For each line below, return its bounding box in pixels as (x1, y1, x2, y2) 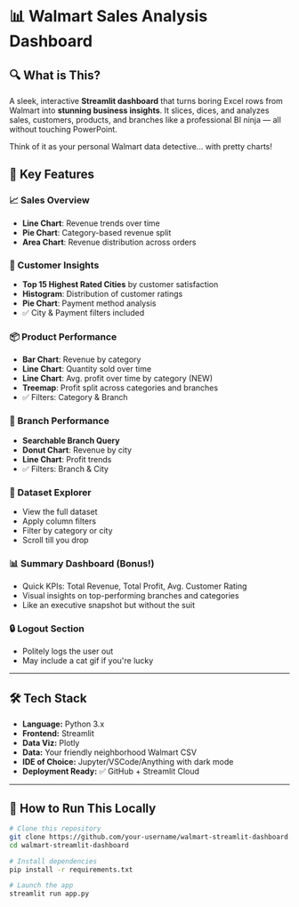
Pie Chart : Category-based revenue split (21, 227, 172, 237)
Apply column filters (21, 516, 96, 526)
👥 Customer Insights (9, 259, 100, 271)
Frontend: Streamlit (21, 728, 95, 739)
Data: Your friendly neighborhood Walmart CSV (21, 747, 198, 758)
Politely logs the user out (21, 646, 114, 657)
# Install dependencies (9, 856, 98, 866)
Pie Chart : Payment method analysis (21, 298, 157, 309)
